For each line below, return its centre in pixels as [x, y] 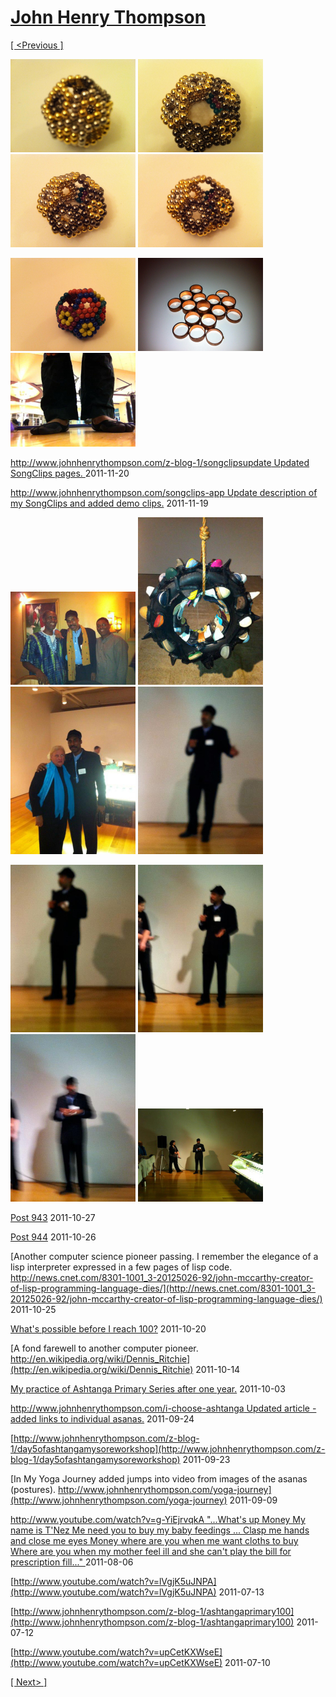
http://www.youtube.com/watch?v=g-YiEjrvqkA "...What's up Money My [158, 1519]
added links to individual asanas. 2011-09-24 [102, 1418]
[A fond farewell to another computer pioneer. [104, 1348]
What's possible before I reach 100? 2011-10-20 [108, 1328]
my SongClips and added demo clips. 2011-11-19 [109, 503]
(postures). [33, 1489]
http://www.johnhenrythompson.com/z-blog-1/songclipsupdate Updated [160, 462]
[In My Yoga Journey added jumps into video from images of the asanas [159, 1478]
